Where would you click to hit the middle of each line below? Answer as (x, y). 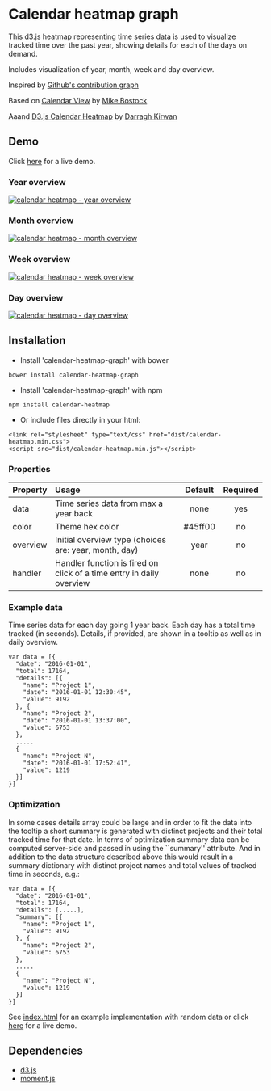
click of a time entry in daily (107, 573)
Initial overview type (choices (111, 540)
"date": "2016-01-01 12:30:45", (77, 693)
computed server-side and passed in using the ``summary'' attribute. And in (134, 848)
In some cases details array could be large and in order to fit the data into (130, 822)
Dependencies (46, 1051)
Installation (37, 341)
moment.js (38, 1079)
